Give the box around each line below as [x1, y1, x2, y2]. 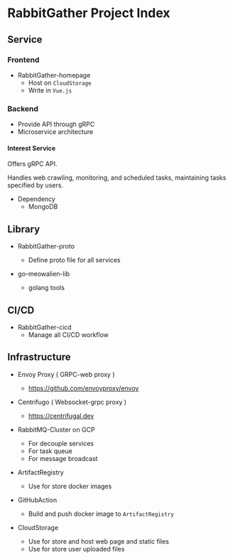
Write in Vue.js [28, 85, 72, 94]
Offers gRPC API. [7, 160, 58, 168]
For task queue [28, 447, 72, 455]
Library [7, 223, 40, 235]
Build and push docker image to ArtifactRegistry [28, 509, 174, 518]
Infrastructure [7, 351, 71, 363]
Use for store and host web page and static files [28, 536, 169, 546]
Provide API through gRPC [17, 120, 95, 129]
